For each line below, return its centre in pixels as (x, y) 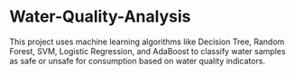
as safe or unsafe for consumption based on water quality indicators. (138, 61)
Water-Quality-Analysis (100, 17)
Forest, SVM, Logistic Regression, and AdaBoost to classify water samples (147, 51)
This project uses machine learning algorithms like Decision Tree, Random (147, 42)
